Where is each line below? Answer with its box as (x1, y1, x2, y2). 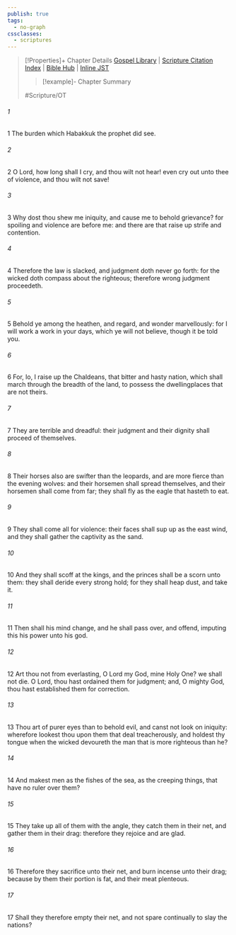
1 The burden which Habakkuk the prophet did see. (7, 129, 157, 138)
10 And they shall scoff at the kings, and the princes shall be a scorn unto (7, 571, 221, 579)
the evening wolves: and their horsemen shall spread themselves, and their (7, 479, 226, 487)
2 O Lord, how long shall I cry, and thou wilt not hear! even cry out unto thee (7, 167, 229, 176)
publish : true (7, 10, 49, 18)
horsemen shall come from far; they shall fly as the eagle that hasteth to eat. (7, 487, 230, 495)
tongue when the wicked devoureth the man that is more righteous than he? (7, 737, 228, 746)
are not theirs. (7, 387, 48, 397)
